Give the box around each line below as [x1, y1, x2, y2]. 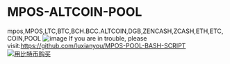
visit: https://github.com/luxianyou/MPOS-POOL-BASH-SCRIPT [7, 41, 186, 50]
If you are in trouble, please [68, 34, 147, 42]
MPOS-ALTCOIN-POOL [7, 4, 142, 20]
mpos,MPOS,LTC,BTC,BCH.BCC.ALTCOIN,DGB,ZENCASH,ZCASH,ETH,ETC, [7, 27, 224, 35]
